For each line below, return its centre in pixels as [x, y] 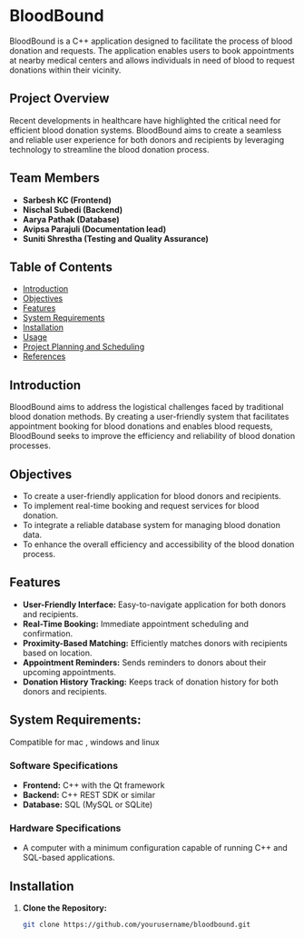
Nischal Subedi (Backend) [73, 209]
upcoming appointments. [69, 672]
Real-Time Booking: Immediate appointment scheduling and [136, 624]
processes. [30, 445]
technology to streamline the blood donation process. [109, 149]
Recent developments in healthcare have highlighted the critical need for [145, 120]
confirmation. [48, 634]
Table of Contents [61, 267]
